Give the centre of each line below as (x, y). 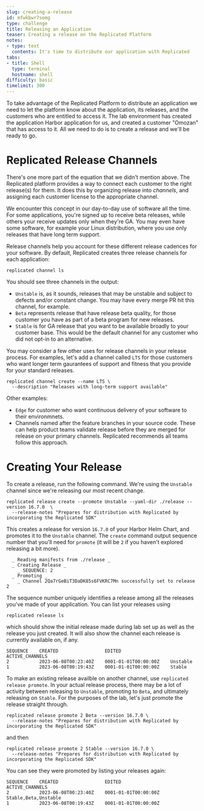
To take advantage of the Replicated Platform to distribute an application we (102, 103)
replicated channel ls (35, 270)
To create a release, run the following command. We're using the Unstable (99, 484)
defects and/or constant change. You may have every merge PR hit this (105, 300)
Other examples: (27, 398)
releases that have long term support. (53, 234)
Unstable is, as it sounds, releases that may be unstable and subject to (104, 293)
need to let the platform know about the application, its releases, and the (97, 110)
